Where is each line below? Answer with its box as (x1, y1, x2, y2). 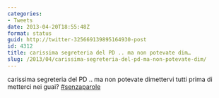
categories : (7, 10, 42, 17)
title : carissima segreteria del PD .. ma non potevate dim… (7, 50, 191, 57)
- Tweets (7, 17, 33, 24)
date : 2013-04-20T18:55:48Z (7, 23, 90, 30)
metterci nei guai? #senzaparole (7, 82, 101, 91)
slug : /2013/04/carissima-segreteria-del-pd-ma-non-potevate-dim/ (7, 56, 207, 63)
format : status (7, 29, 52, 37)
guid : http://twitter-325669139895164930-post (7, 36, 147, 43)
